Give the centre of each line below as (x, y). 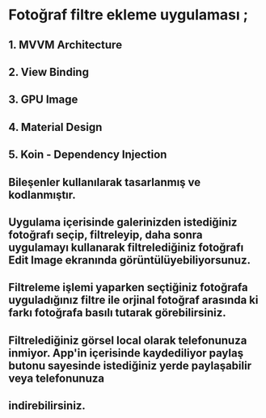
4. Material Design (55, 127)
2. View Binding (49, 72)
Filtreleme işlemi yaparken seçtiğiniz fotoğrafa (128, 287)
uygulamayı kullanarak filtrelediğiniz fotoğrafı (126, 247)
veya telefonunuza (57, 378)
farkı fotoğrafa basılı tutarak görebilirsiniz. (117, 313)
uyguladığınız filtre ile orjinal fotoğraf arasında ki (133, 300)
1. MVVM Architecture (65, 45)
